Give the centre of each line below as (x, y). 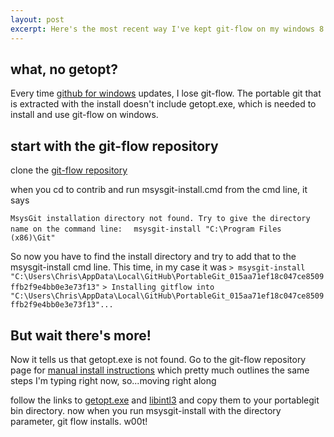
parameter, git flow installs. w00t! (79, 421)
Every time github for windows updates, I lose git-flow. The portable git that (166, 93)
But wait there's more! (81, 335)
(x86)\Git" (33, 238)
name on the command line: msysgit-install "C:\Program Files (146, 229)
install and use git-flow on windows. (84, 115)
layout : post (37, 19)
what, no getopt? (64, 69)
